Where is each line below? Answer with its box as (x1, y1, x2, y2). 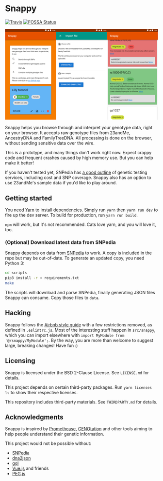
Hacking (5, 309, 31, 317)
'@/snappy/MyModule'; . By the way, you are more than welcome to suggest (5, 337, 154, 343)
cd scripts (5, 270, 27, 276)
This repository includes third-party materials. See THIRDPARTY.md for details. (5, 399, 158, 405)
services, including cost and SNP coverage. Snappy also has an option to (5, 175, 151, 180)
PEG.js (12, 471, 26, 477)
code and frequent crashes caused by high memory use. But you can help (5, 155, 154, 161)
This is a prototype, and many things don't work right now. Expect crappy (5, 150, 152, 156)
